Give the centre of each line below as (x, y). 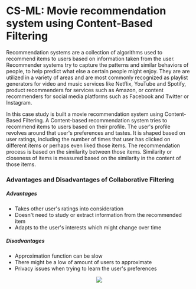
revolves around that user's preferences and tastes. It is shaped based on (96, 133)
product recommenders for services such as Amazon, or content (85, 90)
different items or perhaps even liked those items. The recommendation (93, 145)
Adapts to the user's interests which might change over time (88, 227)
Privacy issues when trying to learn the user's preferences (86, 268)
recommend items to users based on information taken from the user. (91, 59)
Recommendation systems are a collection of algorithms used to (84, 52)
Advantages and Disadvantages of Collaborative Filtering (90, 180)
